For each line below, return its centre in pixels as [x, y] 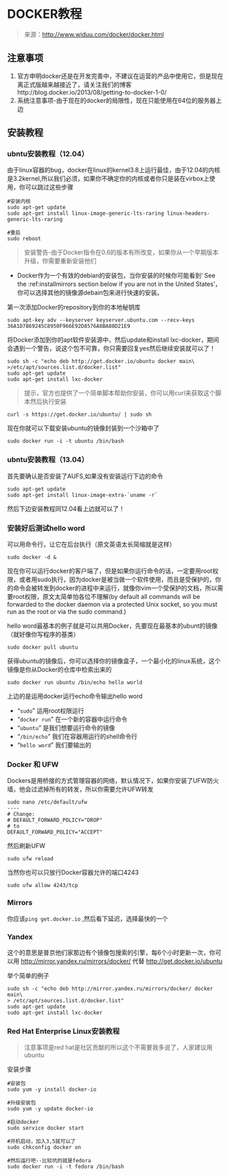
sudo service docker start [46, 1128]
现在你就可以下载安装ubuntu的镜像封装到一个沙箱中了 [83, 428]
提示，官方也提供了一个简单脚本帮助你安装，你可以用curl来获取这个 [119, 393]
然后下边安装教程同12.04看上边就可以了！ [66, 508]
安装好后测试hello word [46, 528]
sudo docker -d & [32, 557]
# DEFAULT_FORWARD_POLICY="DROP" [55, 821]
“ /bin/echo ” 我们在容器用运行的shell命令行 [77, 737]
